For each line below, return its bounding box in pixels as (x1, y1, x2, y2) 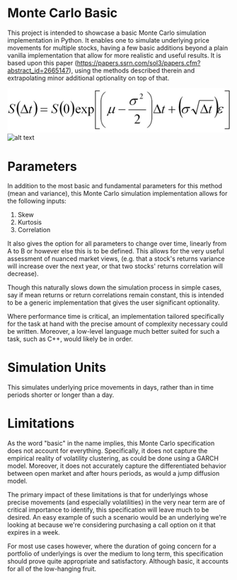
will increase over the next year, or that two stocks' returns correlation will (7, 262, 223, 270)
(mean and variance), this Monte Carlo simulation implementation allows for (7, 190, 228, 198)
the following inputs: (7, 197, 67, 205)
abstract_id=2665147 (7, 66, 69, 75)
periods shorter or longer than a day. (7, 390, 115, 399)
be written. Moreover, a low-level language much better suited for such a (7, 327, 220, 336)
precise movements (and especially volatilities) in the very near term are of (7, 498, 225, 507)
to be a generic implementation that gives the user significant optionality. (7, 298, 220, 307)
